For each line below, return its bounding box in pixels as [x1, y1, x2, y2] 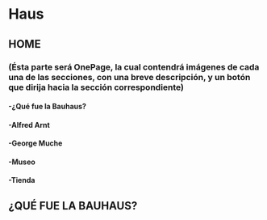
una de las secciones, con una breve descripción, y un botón [8, 71, 251, 82]
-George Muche [8, 138, 63, 148]
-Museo [8, 157, 36, 167]
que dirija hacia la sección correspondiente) [8, 82, 184, 93]
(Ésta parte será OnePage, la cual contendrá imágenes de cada [8, 61, 260, 73]
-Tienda [8, 176, 35, 185]
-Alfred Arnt [8, 120, 50, 129]
